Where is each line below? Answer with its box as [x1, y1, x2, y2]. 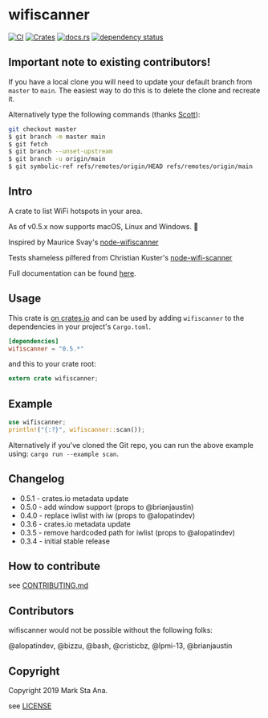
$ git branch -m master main [8, 133, 106, 141]
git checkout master [8, 125, 78, 133]
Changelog [8, 472, 65, 486]
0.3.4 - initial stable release [19, 536, 111, 546]
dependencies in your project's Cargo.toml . [8, 322, 151, 331]
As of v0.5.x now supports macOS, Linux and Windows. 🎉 [8, 221, 199, 231]
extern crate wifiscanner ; [8, 375, 99, 383]
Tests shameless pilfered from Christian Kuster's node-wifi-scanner [8, 252, 233, 262]
